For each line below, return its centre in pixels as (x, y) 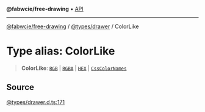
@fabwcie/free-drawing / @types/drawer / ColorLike (73, 26)
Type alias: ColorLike (61, 51)
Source (20, 87)
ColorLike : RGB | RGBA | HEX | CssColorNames (74, 68)
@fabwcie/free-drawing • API (45, 9)
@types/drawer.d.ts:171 (36, 102)
